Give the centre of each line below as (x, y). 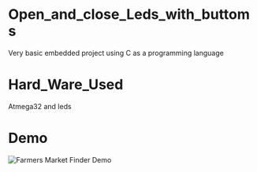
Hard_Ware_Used (66, 85)
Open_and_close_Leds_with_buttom (129, 15)
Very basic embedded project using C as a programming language (116, 53)
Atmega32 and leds (40, 106)
